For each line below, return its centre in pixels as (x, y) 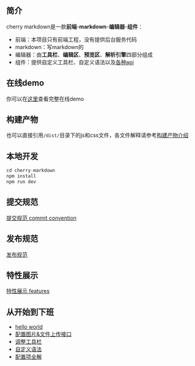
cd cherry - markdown (31, 171)
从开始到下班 (30, 312)
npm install (21, 176)
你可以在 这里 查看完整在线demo (45, 99)
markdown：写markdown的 (49, 47)
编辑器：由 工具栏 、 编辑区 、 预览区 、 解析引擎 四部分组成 (84, 54)
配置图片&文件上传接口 (43, 334)
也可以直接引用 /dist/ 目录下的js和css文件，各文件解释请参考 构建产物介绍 (97, 136)
